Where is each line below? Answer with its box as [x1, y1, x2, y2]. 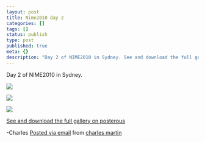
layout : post [6, 9, 40, 15]
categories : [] [6, 20, 45, 26]
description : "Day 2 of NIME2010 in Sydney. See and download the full [6, 54, 192, 60]
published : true [6, 43, 48, 49]
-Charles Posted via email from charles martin [6, 129, 122, 136]
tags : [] [6, 26, 29, 32]
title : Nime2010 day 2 [6, 15, 64, 21]
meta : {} [6, 49, 29, 55]
